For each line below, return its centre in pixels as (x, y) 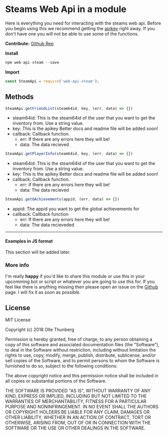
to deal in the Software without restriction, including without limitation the (80, 350)
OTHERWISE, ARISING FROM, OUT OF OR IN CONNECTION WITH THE (78, 423)
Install (12, 53)
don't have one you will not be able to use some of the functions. (72, 34)
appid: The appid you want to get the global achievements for (76, 209)
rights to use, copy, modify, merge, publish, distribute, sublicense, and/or (80, 355)
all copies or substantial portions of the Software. (56, 381)
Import (12, 72)
